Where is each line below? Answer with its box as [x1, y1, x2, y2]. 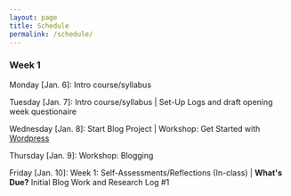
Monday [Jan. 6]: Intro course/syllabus [9, 79, 152, 90]
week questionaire [9, 106, 77, 117]
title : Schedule [9, 21, 69, 30]
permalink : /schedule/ [9, 29, 93, 38]
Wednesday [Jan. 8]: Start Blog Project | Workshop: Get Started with [9, 123, 261, 134]
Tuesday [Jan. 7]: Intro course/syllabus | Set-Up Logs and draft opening [9, 96, 273, 107]
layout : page [9, 12, 58, 22]
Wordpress [9, 133, 50, 143]
